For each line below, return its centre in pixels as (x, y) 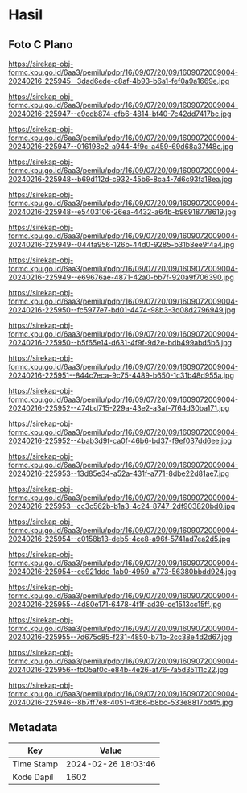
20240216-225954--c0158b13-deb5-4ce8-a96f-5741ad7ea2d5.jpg (119, 539)
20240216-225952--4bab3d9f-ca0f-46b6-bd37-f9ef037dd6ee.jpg (120, 441)
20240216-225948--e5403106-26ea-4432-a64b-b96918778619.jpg (122, 212)
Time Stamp (35, 764)
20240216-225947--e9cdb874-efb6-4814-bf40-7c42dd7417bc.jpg (120, 114)
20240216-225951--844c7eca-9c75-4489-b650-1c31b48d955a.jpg (121, 375)
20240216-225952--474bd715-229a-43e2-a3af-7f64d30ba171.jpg (119, 408)
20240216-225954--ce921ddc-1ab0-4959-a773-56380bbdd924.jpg (122, 572)
